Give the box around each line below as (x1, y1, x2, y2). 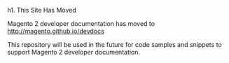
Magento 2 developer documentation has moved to (7, 20, 155, 27)
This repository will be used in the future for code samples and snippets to (7, 41, 222, 48)
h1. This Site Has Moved (7, 6, 77, 14)
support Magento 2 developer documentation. (7, 48, 141, 56)
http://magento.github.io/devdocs (7, 27, 105, 35)
